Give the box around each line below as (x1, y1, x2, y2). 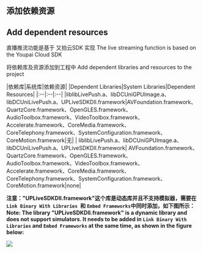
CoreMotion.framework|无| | (6, 137, 78, 144)
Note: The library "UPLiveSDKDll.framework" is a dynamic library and (6, 209, 188, 216)
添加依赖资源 (6, 6, 55, 17)
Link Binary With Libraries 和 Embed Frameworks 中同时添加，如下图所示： (6, 202, 196, 210)
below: (6, 228, 24, 236)
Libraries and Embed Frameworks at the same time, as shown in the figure (6, 222, 192, 230)
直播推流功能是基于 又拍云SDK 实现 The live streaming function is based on (6, 44, 197, 51)
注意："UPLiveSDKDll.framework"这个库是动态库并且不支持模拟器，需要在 (6, 195, 197, 202)
